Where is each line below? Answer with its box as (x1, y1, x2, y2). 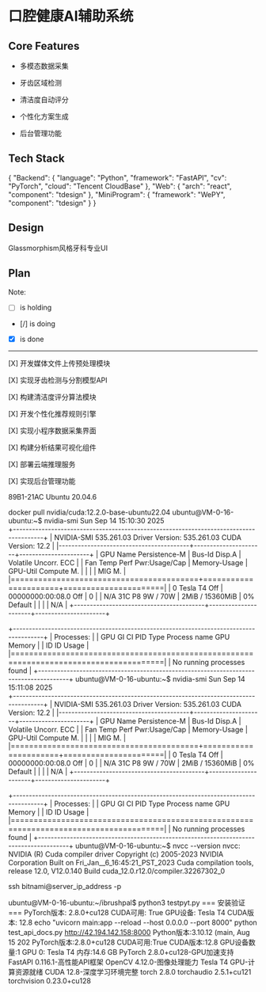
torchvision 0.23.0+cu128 (8, 975, 91, 986)
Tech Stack (8, 152, 65, 165)
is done (19, 334, 44, 344)
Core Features (8, 39, 80, 52)
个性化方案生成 (19, 112, 69, 121)
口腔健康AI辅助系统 (8, 7, 134, 25)
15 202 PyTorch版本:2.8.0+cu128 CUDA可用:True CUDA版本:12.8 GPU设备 (8, 937, 249, 947)
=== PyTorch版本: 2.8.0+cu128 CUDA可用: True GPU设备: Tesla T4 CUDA (8, 907, 248, 917)
